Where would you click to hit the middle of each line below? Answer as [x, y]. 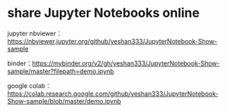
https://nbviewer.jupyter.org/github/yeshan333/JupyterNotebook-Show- [112, 41]
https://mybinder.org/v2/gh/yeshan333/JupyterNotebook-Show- [126, 63]
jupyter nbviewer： [35, 33]
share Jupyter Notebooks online [103, 13]
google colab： [29, 85]
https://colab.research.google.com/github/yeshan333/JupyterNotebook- [113, 94]
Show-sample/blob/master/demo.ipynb [64, 101]
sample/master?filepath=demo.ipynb [61, 71]
